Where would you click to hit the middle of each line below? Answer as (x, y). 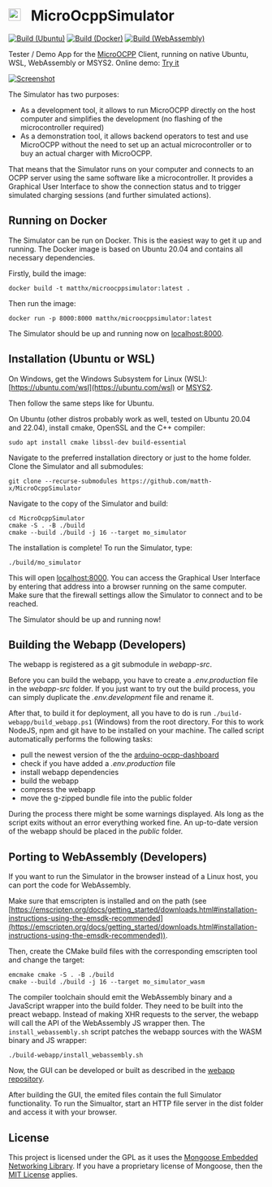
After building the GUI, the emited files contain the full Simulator (115, 1095)
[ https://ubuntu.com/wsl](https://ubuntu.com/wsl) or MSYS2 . (111, 387)
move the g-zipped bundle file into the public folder (106, 798)
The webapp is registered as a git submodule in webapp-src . (110, 664)
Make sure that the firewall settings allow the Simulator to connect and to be (136, 595)
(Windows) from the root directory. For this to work (179, 722)
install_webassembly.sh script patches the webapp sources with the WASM (135, 1032)
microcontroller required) (62, 127)
